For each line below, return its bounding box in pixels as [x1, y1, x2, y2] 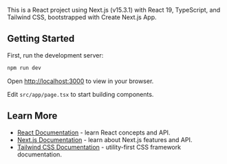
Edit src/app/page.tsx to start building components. [7, 90, 154, 98]
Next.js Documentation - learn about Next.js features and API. [17, 135, 193, 143]
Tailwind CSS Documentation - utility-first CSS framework [17, 143, 181, 151]
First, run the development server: [7, 51, 104, 59]
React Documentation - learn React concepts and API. [17, 128, 171, 137]
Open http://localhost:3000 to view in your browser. [7, 77, 154, 85]
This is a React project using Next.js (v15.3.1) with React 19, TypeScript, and [7, 6, 221, 14]
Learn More [7, 110, 58, 122]
